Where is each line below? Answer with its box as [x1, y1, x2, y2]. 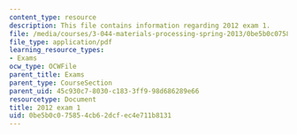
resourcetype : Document [9, 94, 97, 104]
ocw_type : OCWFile [9, 63, 77, 71]
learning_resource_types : [9, 46, 104, 55]
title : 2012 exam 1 [9, 103, 81, 112]
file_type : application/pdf [9, 37, 113, 47]
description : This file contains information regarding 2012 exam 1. [9, 21, 271, 30]
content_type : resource [9, 12, 97, 22]
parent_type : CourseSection [9, 78, 113, 87]
